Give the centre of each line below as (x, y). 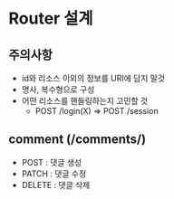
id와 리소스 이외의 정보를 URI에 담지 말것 (93, 78)
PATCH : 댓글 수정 (54, 174)
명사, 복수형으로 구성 (58, 90)
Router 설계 (51, 19)
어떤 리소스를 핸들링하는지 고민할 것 (85, 101)
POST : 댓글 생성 (52, 162)
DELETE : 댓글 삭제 (56, 185)
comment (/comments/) (77, 140)
